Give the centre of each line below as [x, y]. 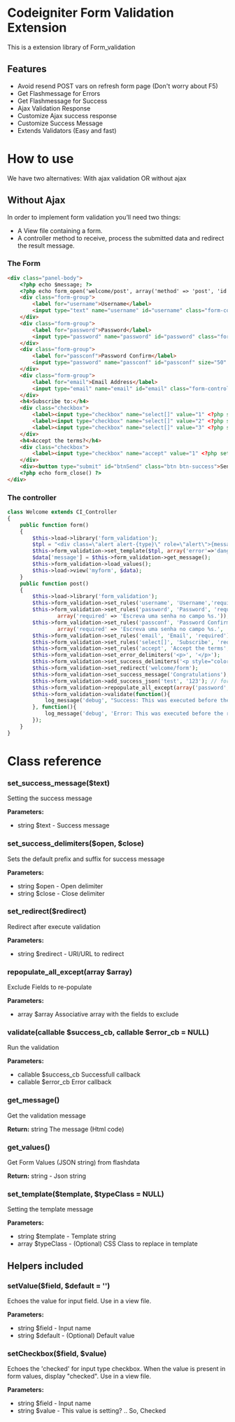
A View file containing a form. [60, 230]
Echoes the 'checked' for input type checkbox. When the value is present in [116, 1369]
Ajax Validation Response [54, 108]
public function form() [55, 525]
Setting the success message [50, 798]
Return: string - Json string [47, 1176]
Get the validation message [47, 1115]
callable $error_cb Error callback [64, 1082]
